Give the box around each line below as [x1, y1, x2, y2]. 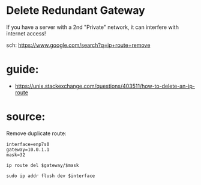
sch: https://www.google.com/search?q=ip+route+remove [6, 41, 151, 49]
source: [6, 110, 46, 124]
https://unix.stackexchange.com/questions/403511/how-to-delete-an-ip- [14, 82, 195, 89]
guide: [6, 62, 39, 76]
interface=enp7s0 [6, 141, 50, 147]
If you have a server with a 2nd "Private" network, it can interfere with [6, 23, 179, 31]
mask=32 [6, 151, 26, 158]
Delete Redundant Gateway [6, 4, 145, 17]
